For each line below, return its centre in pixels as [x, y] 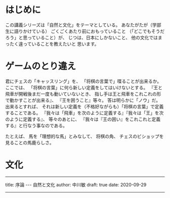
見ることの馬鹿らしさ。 [30, 142]
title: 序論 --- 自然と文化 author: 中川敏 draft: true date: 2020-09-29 [76, 184]
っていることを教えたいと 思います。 [61, 44]
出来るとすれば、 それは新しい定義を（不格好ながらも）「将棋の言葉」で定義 [84, 106]
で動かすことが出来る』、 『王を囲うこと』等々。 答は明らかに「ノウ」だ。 [83, 100]
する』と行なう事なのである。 [36, 125]
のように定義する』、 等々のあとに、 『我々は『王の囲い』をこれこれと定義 [83, 119]
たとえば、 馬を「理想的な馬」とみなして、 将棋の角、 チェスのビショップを [84, 136]
